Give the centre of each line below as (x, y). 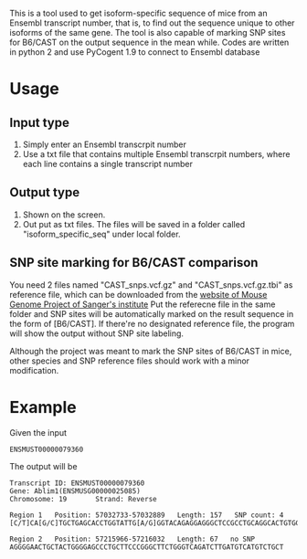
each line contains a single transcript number (108, 164)
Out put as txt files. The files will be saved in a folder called (134, 224)
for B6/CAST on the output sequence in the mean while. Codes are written (149, 42)
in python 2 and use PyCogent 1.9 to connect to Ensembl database (135, 52)
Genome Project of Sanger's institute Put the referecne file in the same (143, 304)
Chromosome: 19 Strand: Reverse (83, 499)
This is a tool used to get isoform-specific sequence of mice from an (138, 13)
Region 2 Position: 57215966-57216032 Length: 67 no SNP (132, 539)
